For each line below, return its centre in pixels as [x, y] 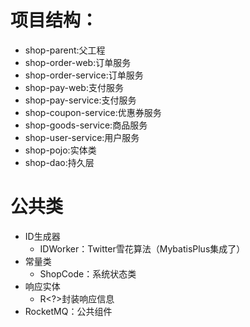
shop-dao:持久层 [59, 162]
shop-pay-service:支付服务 [80, 100]
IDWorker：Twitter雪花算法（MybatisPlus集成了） [142, 248]
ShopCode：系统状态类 [88, 273]
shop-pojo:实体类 [60, 150]
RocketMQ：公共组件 [68, 311]
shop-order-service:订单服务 [84, 75]
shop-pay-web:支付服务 [74, 87]
